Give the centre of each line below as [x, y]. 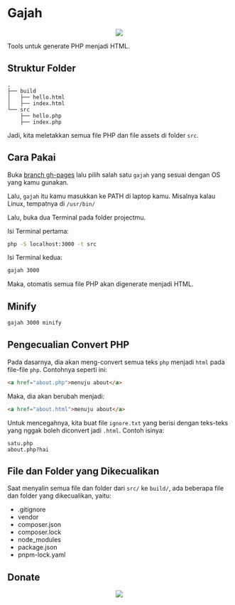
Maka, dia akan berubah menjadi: [56, 396]
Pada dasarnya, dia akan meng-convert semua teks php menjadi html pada [116, 362]
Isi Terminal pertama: [38, 231]
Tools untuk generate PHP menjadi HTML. [69, 46]
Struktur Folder [42, 69]
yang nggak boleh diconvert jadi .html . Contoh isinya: [86, 430]
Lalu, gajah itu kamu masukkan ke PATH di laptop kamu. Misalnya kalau [111, 196]
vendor [28, 517]
